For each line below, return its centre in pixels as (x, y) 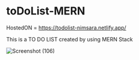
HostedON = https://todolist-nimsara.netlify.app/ (66, 28)
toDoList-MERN (46, 11)
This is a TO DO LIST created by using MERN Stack (70, 39)
